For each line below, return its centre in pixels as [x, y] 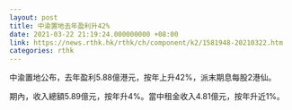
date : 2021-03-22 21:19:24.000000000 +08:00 [94, 34]
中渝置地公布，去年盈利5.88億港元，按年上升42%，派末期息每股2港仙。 [143, 78]
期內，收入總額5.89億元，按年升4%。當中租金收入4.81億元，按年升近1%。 [147, 97]
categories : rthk [42, 51]
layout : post [34, 17]
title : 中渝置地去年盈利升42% [60, 26]
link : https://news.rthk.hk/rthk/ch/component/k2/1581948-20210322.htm [146, 42]
